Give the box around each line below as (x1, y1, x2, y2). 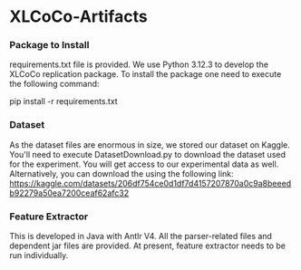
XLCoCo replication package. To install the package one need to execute (9, 69, 282, 80)
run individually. (9, 250, 69, 261)
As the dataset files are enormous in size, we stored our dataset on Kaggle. (9, 139, 290, 150)
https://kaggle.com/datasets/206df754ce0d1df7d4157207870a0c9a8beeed (9, 178, 292, 188)
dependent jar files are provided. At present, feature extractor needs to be (9, 240, 286, 251)
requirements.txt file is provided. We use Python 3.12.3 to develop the (9, 59, 269, 70)
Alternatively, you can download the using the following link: (9, 168, 234, 178)
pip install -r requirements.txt (9, 96, 118, 107)
